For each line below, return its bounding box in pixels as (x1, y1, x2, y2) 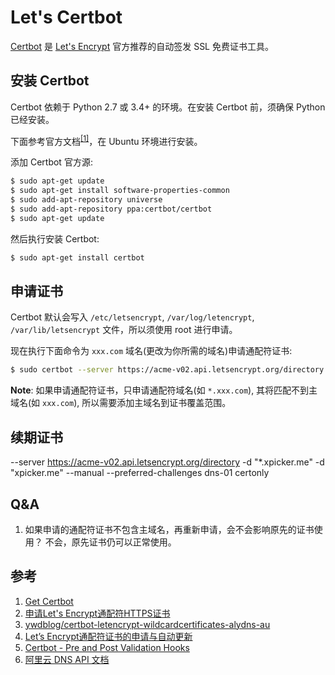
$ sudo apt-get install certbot (10, 252, 145, 263)
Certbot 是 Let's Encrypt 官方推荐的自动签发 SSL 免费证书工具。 (10, 40, 274, 52)
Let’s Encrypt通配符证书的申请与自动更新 (24, 630, 193, 642)
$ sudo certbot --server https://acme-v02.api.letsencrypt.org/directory (10, 365, 325, 375)
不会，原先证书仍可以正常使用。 (44, 536, 177, 548)
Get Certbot (24, 595, 74, 607)
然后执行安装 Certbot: (10, 232, 100, 245)
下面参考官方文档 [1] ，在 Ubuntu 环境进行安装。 (10, 133, 203, 147)
